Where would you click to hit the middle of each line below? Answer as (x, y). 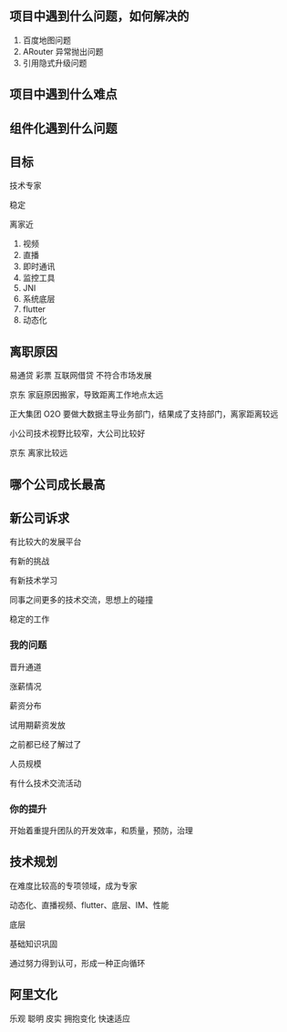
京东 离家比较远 (39, 453)
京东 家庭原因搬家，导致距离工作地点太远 (87, 395)
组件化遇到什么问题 (63, 128)
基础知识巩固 (33, 944)
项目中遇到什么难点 (63, 94)
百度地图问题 (46, 40)
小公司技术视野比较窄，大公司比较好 (77, 433)
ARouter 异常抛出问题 (63, 51)
